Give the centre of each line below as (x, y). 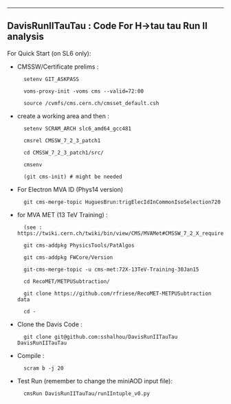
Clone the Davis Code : (49, 324)
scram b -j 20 (44, 368)
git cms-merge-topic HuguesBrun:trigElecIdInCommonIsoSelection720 (122, 202)
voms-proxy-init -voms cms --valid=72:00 (84, 91)
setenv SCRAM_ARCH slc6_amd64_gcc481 (78, 128)
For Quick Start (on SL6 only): (49, 53)
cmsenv (33, 165)
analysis (26, 37)
